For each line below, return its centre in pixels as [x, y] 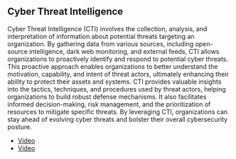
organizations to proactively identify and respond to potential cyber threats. [118, 59]
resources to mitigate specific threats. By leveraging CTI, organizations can [118, 111]
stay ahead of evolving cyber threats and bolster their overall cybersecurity [118, 119]
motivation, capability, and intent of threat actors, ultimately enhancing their [118, 74]
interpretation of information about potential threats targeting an [101, 36]
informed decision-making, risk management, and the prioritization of [109, 104]
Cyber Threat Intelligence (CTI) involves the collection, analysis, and [107, 28]
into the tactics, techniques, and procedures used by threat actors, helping [117, 89]
